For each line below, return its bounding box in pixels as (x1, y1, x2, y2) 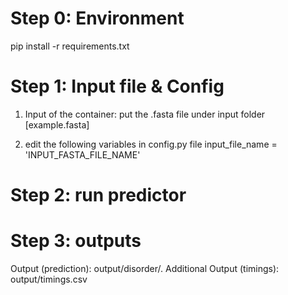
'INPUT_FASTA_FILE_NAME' (24, 148, 141, 161)
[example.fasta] (24, 118, 90, 131)
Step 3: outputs (10, 230, 142, 252)
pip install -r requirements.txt (10, 40, 130, 52)
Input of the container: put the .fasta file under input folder (24, 108, 266, 120)
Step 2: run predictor (10, 184, 187, 207)
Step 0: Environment (10, 7, 185, 30)
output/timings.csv (10, 273, 88, 285)
